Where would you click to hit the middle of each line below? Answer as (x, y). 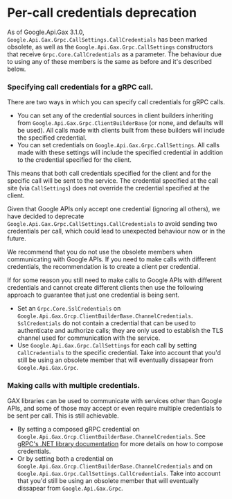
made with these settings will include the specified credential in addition (120, 153)
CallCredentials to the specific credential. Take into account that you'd (119, 353)
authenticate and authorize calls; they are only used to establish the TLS (120, 331)
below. (17, 69)
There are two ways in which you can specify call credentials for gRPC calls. (116, 102)
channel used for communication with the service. (89, 338)
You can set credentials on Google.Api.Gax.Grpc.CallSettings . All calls (118, 145)
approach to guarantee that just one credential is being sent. (93, 295)
